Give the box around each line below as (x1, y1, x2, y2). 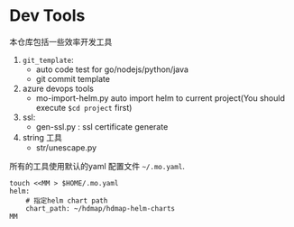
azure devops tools (22, 83, 95, 94)
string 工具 (22, 132, 63, 142)
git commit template (35, 73, 111, 84)
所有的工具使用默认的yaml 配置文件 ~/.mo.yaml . (9, 160, 185, 171)
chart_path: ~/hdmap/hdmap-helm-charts (25, 204, 176, 213)
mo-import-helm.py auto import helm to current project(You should (35, 92, 286, 104)
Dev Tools (9, 5, 86, 26)
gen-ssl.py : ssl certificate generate (35, 121, 169, 132)
